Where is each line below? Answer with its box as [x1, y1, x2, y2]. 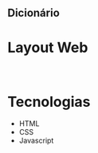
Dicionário [7, 6, 61, 20]
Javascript [18, 135, 54, 146]
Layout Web [7, 38, 88, 57]
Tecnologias [7, 92, 91, 111]
